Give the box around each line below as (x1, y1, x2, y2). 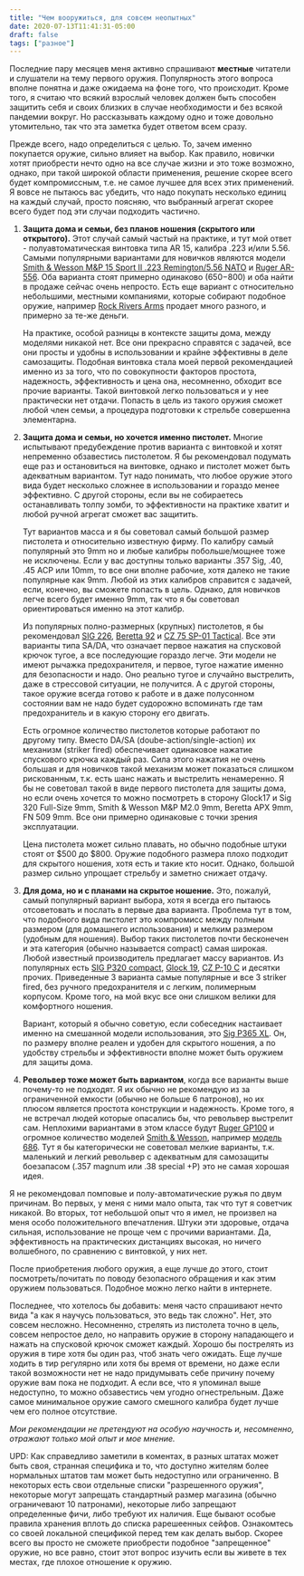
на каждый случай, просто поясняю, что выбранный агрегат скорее (9, 197, 274, 207)
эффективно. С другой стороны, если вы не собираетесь (22, 490, 243, 501)
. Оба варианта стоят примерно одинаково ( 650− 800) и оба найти (36, 272, 294, 283)
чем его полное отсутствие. (9, 1406, 118, 1417)
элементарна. (22, 414, 77, 426)
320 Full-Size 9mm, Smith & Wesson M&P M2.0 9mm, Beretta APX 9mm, (22, 802, 294, 813)
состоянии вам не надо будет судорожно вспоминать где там (22, 698, 263, 709)
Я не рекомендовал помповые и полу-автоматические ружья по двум (9, 1188, 282, 1199)
